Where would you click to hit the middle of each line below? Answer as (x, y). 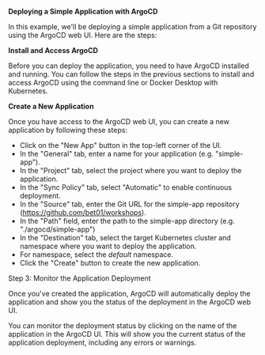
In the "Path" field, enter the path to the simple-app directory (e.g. (127, 221)
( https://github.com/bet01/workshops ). (83, 212)
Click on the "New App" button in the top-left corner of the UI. (121, 145)
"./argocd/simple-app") (57, 229)
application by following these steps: (68, 130)
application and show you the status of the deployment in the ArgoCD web (130, 302)
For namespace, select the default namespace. (97, 255)
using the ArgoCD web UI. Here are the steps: (83, 35)
